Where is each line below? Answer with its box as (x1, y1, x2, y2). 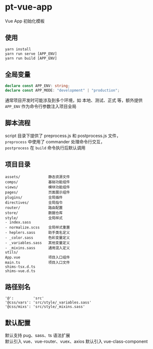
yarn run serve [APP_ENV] (5, 51, 57, 56)
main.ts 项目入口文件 (5, 260, 70, 265)
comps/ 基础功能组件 (5, 180, 70, 184)
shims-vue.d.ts (5, 268, 36, 273)
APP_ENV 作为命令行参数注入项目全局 (5, 103, 77, 109)
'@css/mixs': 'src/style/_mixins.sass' (5, 304, 85, 309)
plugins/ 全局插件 (5, 195, 63, 200)
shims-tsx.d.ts (5, 264, 36, 269)
